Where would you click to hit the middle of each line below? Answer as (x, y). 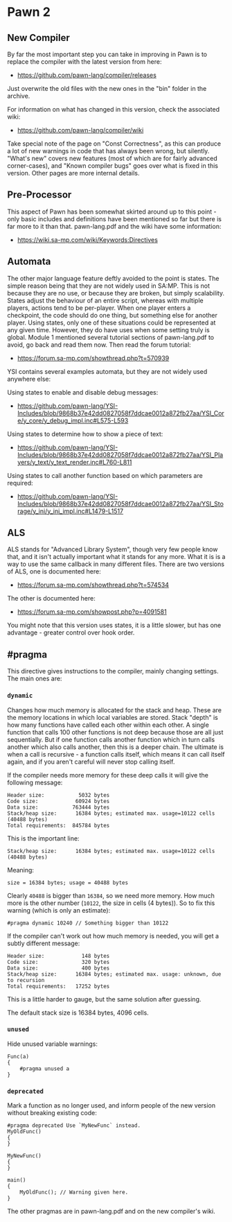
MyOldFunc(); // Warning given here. (74, 1193)
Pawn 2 (29, 12)
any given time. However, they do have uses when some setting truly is (108, 329)
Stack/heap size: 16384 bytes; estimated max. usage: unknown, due (114, 974)
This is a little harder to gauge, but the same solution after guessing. (104, 999)
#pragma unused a (45, 1069)
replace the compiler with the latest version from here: (84, 62)
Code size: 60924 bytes (59, 801)
